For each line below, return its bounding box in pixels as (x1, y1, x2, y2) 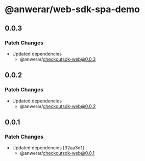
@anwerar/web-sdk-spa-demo (5, 4, 140, 15)
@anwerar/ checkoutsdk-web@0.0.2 (19, 103, 96, 109)
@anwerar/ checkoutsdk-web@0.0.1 (19, 150, 95, 156)
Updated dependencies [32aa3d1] (12, 145, 84, 151)
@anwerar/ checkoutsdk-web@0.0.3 (19, 56, 96, 62)
